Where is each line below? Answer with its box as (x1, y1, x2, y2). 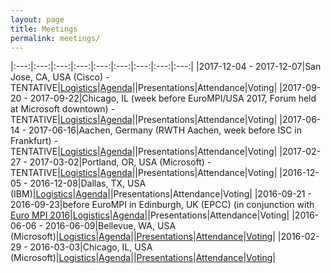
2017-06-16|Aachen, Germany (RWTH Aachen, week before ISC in (28, 124, 303, 136)
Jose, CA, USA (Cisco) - (10, 71, 110, 83)
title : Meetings (10, 24, 78, 34)
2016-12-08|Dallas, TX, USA (29, 177, 147, 190)
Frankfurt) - (10, 135, 58, 147)
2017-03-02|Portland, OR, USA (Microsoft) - (29, 156, 212, 168)
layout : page (10, 14, 65, 25)
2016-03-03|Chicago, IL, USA (29, 241, 153, 253)
